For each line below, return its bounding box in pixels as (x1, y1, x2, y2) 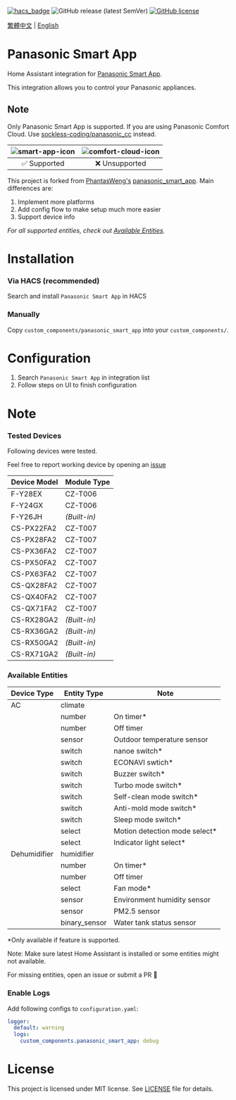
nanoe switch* (113, 746, 163, 756)
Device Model (11, 477, 58, 487)
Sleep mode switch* (113, 815, 182, 825)
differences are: (7, 184, 54, 192)
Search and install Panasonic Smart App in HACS (7, 292, 147, 301)
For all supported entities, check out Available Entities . (7, 226, 166, 235)
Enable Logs (7, 988, 51, 998)
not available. (7, 957, 46, 965)
